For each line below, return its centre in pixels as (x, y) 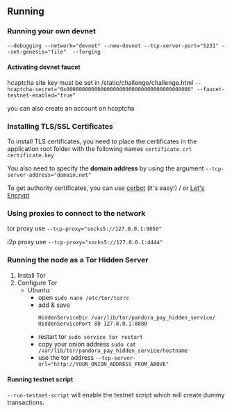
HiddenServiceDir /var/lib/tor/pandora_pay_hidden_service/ (127, 317)
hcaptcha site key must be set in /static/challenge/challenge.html (100, 82)
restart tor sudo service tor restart (91, 336)
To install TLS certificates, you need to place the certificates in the (102, 141)
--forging (86, 51)
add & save (54, 305)
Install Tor (32, 275)
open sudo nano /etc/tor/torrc (84, 297)
